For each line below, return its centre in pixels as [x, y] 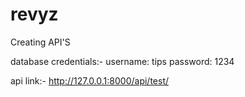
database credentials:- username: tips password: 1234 [122, 61]
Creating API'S [40, 42]
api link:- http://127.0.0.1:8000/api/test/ [90, 80]
